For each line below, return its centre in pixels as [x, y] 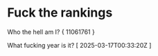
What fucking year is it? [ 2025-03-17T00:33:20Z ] [79, 45]
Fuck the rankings [60, 13]
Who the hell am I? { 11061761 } [51, 32]
